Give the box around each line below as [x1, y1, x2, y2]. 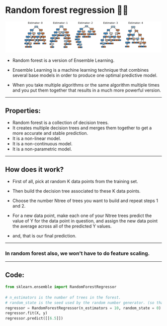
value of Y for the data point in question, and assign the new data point [12, 217, 158, 223]
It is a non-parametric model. [12, 146, 72, 152]
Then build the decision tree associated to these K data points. [12, 188, 141, 194]
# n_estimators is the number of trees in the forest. [5, 295, 121, 300]
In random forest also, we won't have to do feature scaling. [5, 250, 150, 257]
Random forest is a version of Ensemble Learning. [12, 57, 115, 64]
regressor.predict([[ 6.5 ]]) [5, 316, 64, 321]
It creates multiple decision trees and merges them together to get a [12, 125, 152, 131]
